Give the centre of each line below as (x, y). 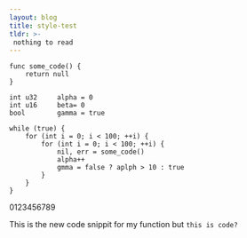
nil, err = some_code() (100, 152)
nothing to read (43, 42)
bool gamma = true (57, 113)
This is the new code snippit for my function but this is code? (123, 225)
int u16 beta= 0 (48, 106)
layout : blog (33, 17)
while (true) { (37, 129)
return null (47, 75)
